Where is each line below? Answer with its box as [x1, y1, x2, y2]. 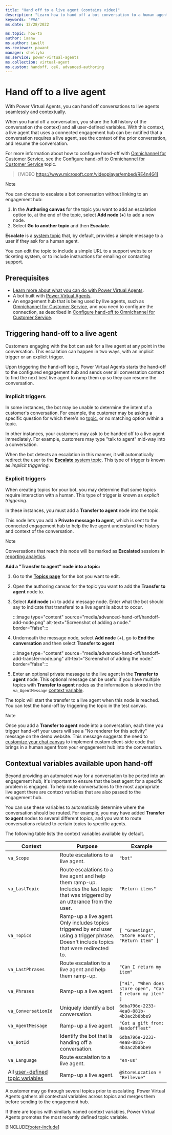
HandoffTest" [119, 1025, 151, 1032]
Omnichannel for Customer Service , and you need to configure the [12, 304, 154, 310]
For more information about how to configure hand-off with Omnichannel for [5, 151, 166, 157]
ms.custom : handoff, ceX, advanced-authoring [5, 65, 104, 70]
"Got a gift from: [119, 1020, 164, 1026]
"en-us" [119, 1058, 138, 1063]
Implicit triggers [5, 393, 46, 400]
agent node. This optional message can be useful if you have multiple [12, 676, 160, 682]
